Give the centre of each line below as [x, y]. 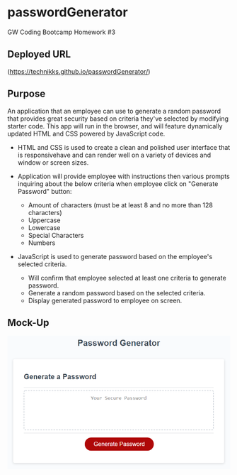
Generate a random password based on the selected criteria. [117, 293]
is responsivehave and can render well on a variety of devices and [114, 155]
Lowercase [44, 227]
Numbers [42, 243]
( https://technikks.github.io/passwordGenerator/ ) [79, 71]
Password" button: [45, 191]
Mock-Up [28, 323]
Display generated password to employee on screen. [105, 300]
